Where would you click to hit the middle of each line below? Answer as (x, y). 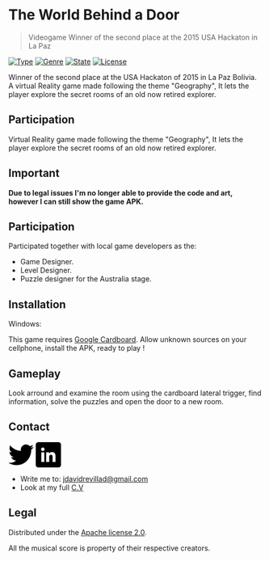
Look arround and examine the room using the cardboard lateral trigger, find (135, 393)
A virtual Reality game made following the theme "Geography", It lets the (129, 86)
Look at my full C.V (52, 487)
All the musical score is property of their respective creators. (109, 548)
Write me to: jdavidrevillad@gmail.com (84, 479)
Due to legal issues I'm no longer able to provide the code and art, (120, 192)
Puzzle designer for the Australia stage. (86, 279)
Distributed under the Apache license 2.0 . (78, 532)
